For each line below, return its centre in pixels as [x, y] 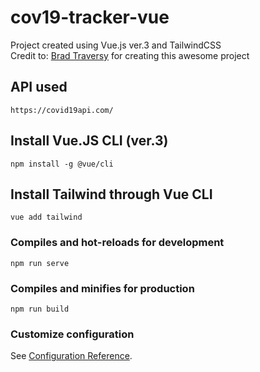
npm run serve [40, 263]
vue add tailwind [46, 217]
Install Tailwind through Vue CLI [111, 194]
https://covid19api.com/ [62, 110]
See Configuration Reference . [71, 356]
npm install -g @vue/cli [62, 164]
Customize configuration [72, 334]
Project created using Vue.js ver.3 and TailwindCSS [116, 45]
